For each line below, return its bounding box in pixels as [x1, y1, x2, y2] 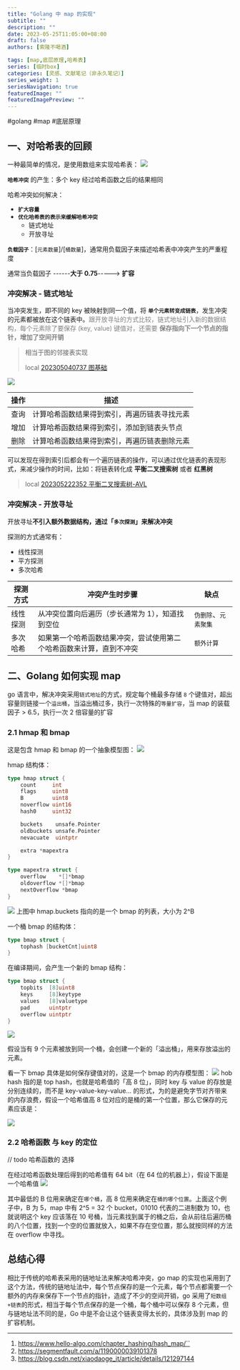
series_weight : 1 [7, 76, 59, 84]
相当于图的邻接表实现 [24, 348, 88, 357]
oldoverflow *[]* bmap [20, 880, 84, 887]
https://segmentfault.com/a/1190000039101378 [17, 1346, 158, 1355]
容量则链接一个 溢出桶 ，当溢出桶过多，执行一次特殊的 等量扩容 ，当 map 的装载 [7, 699, 230, 708]
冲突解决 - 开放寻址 [7, 499, 74, 509]
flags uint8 [20, 788, 69, 795]
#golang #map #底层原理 [7, 117, 81, 126]
